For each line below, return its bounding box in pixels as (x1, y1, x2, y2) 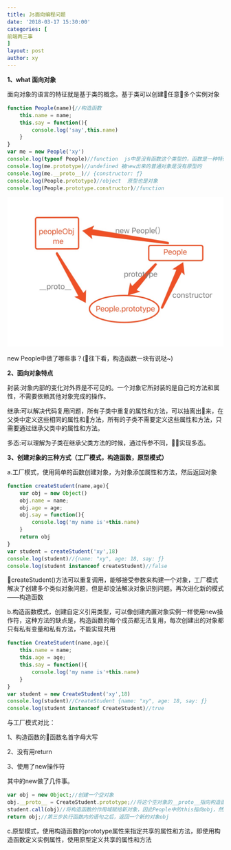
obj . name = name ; (19, 497, 69, 504)
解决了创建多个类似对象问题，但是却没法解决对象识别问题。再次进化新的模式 (7, 585, 224, 593)
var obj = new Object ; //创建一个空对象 (7, 791, 114, 799)
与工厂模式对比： (7, 718, 56, 727)
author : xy (7, 55, 38, 62)
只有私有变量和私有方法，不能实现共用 (7, 625, 115, 634)
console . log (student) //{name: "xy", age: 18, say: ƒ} (7, 555, 165, 562)
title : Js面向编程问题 (7, 11, 66, 18)
